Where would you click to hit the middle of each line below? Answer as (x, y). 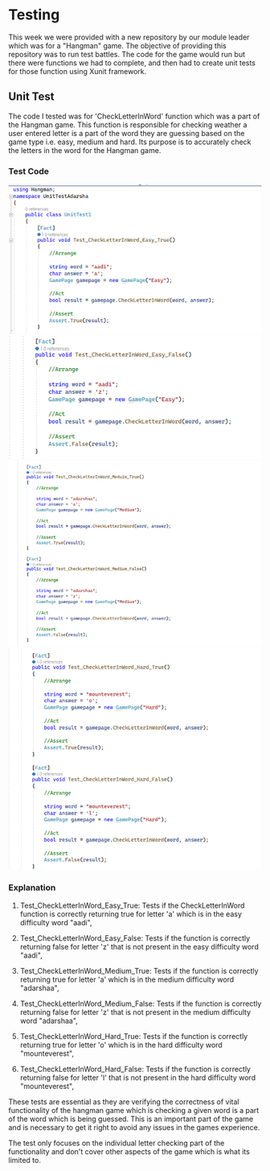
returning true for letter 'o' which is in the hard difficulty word (121, 1045)
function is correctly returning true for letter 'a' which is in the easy (131, 914)
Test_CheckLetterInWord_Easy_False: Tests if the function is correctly (135, 938)
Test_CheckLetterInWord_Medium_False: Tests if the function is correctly (141, 1003)
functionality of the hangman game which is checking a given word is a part (134, 1110)
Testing (34, 15)
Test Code (29, 171)
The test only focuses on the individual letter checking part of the (117, 1143)
